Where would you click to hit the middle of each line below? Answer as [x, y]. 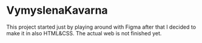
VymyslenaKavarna [57, 10]
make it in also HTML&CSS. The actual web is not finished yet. [84, 33]
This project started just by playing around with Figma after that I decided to [101, 27]
